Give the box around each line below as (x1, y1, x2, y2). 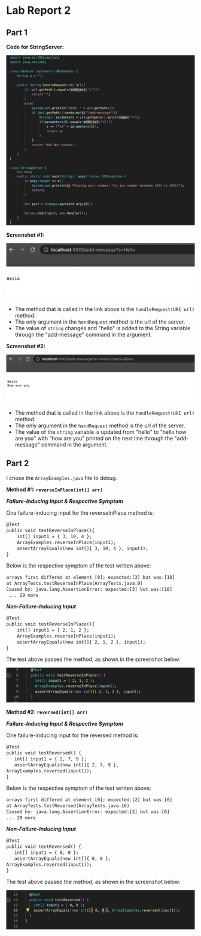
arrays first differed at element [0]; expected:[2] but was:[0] (6, 797, 172, 803)
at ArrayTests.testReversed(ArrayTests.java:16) (6, 803, 130, 809)
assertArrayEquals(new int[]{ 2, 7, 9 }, (14, 762, 119, 768)
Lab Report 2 (6, 4, 71, 17)
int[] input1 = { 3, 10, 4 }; (17, 533, 93, 539)
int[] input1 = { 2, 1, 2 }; (17, 627, 90, 633)
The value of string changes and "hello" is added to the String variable (14, 324, 191, 331)
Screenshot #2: (6, 342, 46, 349)
